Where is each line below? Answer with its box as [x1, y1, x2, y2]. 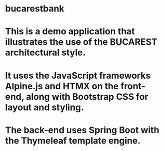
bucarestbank [5, 3, 65, 14]
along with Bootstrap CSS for [25, 91, 149, 102]
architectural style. [5, 47, 86, 58]
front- [120, 80, 146, 92]
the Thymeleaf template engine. [5, 135, 141, 146]
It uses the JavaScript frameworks [5, 70, 151, 81]
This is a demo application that [5, 26, 135, 37]
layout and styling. [5, 102, 84, 113]
